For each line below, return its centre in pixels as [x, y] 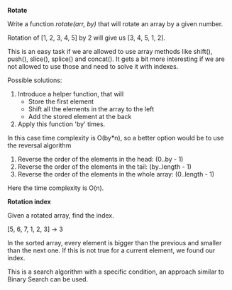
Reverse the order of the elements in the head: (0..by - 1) [100, 159]
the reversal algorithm [39, 145]
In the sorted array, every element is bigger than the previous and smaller [115, 243]
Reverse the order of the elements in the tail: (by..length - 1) [104, 167]
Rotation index [29, 202]
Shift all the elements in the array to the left [91, 109]
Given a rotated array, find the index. [61, 215]
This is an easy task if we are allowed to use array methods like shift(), [110, 51]
